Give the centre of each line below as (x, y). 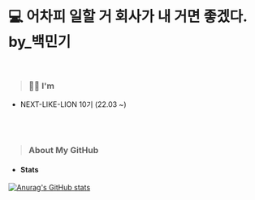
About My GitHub (63, 151)
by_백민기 (40, 42)
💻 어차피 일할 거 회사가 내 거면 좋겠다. (128, 17)
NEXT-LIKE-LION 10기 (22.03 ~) (73, 104)
